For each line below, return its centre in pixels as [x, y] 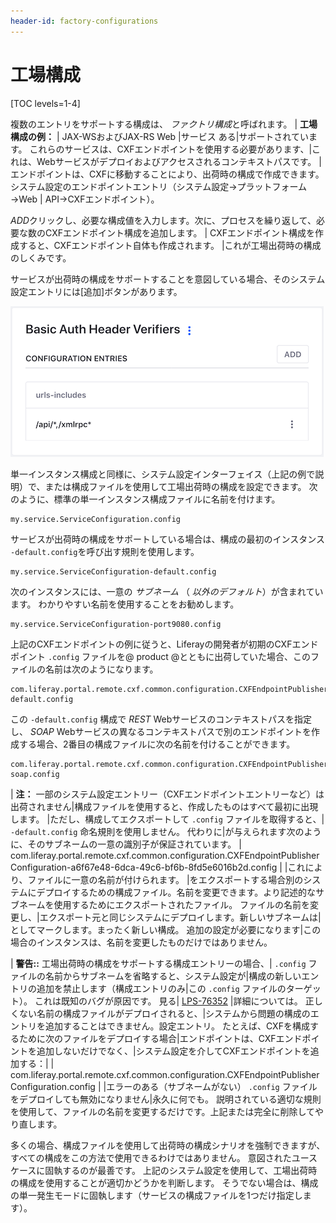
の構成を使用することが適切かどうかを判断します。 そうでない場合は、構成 [164, 1182]
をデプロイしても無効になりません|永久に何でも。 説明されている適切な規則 [166, 1099]
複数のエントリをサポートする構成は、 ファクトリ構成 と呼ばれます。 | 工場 [164, 124]
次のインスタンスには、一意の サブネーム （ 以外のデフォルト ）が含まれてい [167, 591]
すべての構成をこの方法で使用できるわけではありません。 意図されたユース [164, 1157]
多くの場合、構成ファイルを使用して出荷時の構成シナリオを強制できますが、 [168, 1145]
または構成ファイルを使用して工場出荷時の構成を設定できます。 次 [181, 486]
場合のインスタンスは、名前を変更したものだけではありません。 [141, 942]
